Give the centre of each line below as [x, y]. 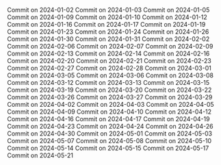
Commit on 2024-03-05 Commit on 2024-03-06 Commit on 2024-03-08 [110, 75]
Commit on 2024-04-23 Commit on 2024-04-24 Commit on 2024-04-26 [110, 126]
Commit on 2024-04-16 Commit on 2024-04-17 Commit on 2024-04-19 [108, 119]
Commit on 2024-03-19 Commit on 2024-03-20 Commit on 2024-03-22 [109, 90]
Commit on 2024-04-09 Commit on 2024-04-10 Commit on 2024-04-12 [109, 112]
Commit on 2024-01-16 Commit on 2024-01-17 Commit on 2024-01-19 [106, 24]
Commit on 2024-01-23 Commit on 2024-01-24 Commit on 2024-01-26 [108, 31]
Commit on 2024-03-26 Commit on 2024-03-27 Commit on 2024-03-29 [110, 97]
